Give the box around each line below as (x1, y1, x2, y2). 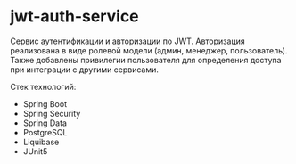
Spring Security (22, 108, 81, 119)
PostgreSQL (22, 127, 68, 137)
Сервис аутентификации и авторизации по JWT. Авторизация (10, 36, 246, 46)
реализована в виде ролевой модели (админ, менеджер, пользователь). (10, 45, 288, 55)
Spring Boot (22, 98, 68, 109)
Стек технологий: (10, 81, 77, 92)
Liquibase (22, 136, 60, 147)
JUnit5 (22, 145, 48, 157)
